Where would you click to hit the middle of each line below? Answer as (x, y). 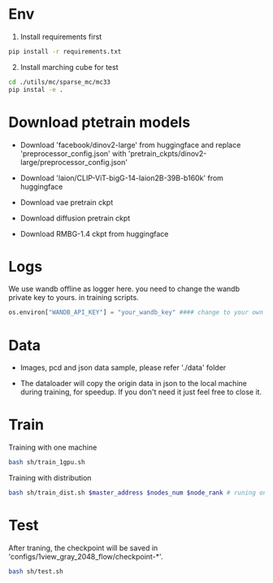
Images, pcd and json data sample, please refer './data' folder (123, 368)
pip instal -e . (36, 89)
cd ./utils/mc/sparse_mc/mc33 (60, 82)
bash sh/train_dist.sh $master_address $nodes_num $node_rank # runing (132, 493)
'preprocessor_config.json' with (73, 153)
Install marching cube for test (69, 67)
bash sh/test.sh (36, 571)
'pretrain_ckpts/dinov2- (167, 153)
